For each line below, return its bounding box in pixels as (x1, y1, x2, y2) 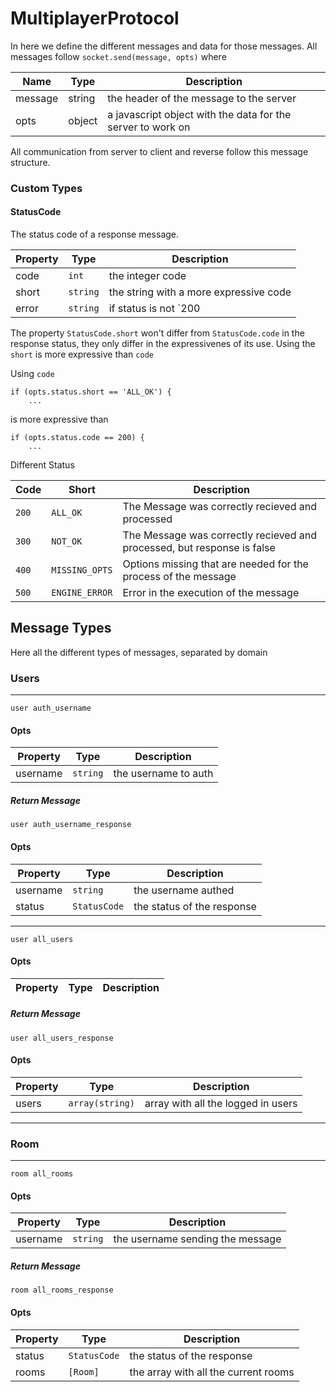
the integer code (108, 269, 187, 283)
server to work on (107, 120, 191, 134)
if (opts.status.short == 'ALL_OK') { (10, 387, 172, 397)
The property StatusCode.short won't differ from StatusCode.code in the (10, 327, 305, 339)
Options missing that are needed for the (122, 557, 309, 571)
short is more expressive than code (10, 348, 154, 361)
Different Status (10, 459, 75, 471)
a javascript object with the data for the (107, 107, 292, 121)
